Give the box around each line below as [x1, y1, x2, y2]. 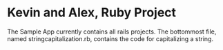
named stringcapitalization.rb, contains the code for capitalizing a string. [7, 34, 214, 42]
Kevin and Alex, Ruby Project [7, 5, 177, 21]
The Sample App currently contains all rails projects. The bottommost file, [7, 27, 217, 36]
